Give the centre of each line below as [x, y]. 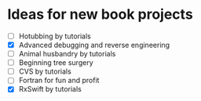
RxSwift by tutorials [50, 89]
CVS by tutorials [45, 71]
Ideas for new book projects [100, 14]
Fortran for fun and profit [59, 81]
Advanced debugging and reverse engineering [94, 45]
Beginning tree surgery [56, 63]
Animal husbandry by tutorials [67, 54]
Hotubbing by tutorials [55, 36]
